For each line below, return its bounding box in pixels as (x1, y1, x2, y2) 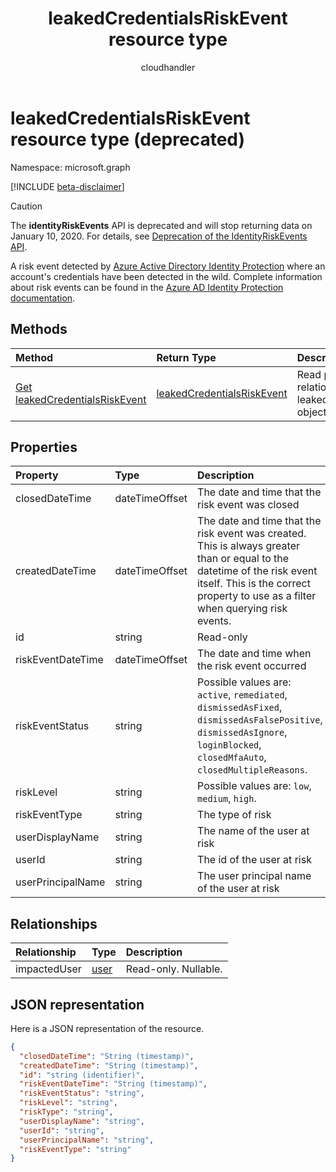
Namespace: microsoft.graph (10, 161, 131, 173)
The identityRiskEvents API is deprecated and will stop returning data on (10, 219, 313, 231)
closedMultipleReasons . (197, 763, 308, 777)
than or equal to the (197, 552, 290, 566)
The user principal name (197, 869, 312, 883)
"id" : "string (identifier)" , (19, 1070, 145, 1080)
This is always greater (197, 539, 300, 553)
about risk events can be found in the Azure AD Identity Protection (10, 281, 284, 293)
